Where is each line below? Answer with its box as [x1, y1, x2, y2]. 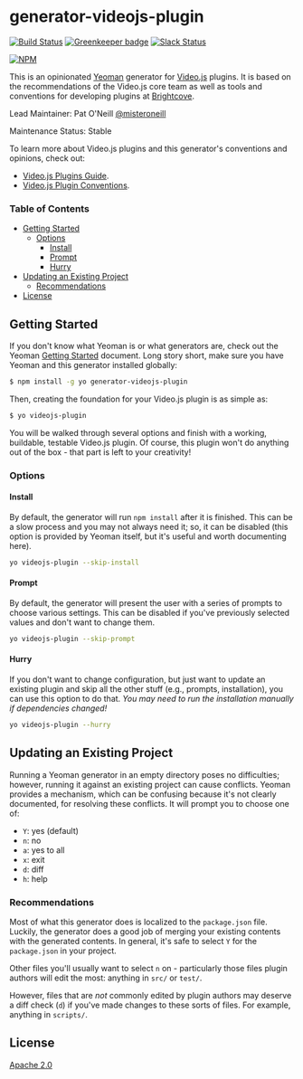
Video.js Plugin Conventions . [22, 179, 130, 191]
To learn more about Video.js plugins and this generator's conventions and [9, 143, 288, 154]
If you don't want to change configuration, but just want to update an [9, 674, 266, 685]
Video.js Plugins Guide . [22, 170, 109, 181]
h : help [22, 873, 48, 884]
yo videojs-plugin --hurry [9, 721, 111, 730]
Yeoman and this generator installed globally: [9, 360, 178, 371]
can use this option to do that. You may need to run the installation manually [9, 694, 294, 705]
